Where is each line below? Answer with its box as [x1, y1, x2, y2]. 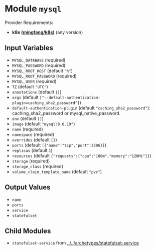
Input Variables [5, 43, 54, 52]
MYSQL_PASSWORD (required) [12, 62, 66, 68]
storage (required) [12, 158, 50, 164]
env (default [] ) [12, 115, 44, 121]
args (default [12, 94, 39, 100]
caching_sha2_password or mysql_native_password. [12, 110, 121, 116]
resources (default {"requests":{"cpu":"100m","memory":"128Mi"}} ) [12, 152, 151, 158]
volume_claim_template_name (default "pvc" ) [12, 168, 102, 174]
